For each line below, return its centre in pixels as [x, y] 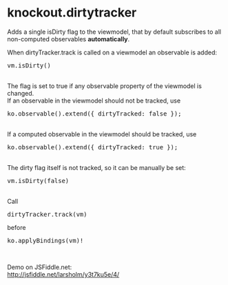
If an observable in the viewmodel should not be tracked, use [94, 101]
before [17, 227]
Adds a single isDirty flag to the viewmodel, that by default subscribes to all [114, 32]
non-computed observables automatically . [69, 39]
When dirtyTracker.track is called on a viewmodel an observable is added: [112, 52]
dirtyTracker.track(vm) [47, 214]
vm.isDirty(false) [38, 181]
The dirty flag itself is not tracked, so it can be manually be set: [96, 167]
